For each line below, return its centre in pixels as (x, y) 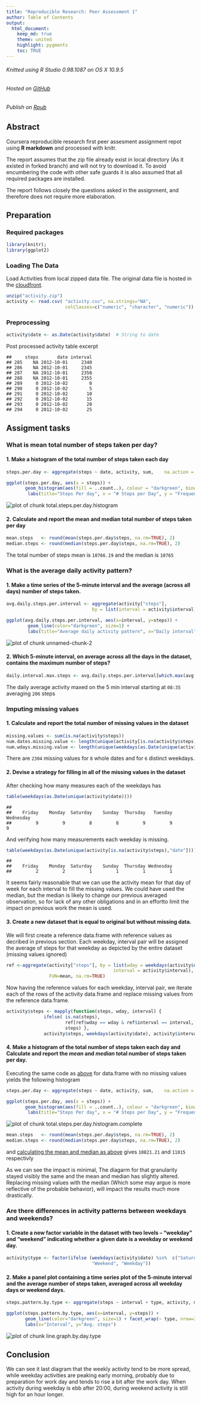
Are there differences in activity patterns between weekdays (96, 1211)
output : (16, 23)
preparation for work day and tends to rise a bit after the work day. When (96, 1382)
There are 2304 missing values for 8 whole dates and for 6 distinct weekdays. (100, 759)
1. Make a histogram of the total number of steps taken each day (87, 459)
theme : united (34, 40)
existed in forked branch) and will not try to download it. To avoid (86, 166)
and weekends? (30, 1218)
